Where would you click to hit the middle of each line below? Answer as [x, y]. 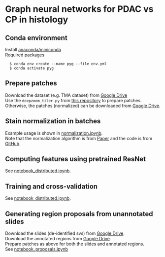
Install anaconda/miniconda [33, 50]
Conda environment [36, 38]
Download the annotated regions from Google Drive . [58, 239]
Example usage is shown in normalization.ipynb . [54, 133]
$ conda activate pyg [32, 68]
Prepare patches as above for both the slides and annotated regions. [75, 244]
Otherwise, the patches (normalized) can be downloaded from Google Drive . [83, 106]
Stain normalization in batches [53, 121]
